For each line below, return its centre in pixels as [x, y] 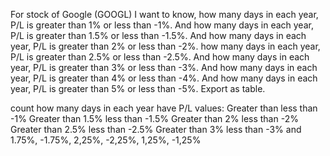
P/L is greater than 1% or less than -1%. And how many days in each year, [162, 25]
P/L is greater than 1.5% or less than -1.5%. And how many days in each [158, 35]
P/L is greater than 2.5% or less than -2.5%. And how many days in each [160, 57]
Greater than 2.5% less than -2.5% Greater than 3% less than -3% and [156, 129]
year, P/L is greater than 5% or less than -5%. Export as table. [138, 88]
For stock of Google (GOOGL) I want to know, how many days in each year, [164, 14]
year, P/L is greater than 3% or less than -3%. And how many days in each [164, 67]
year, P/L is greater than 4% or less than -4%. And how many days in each [164, 78]
